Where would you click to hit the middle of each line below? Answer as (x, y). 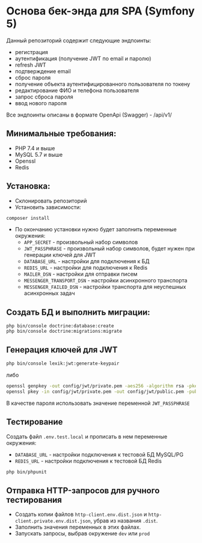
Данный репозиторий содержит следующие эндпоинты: (79, 40)
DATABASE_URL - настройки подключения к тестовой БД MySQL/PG (99, 454)
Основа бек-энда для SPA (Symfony (101, 11)
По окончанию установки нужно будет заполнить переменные (96, 229)
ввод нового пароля (41, 103)
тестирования (34, 500)
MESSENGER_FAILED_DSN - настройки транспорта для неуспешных (105, 287)
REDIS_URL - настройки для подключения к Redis (86, 268)
